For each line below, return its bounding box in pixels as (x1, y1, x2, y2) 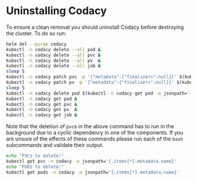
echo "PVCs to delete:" (6, 153, 64, 159)
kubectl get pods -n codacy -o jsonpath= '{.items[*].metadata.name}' (6, 169, 180, 175)
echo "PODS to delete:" (6, 163, 64, 170)
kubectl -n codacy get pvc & (6, 101, 77, 107)
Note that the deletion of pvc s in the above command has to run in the (6, 123, 174, 130)
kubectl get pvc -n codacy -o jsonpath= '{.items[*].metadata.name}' (6, 159, 177, 165)
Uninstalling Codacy (6, 4, 107, 18)
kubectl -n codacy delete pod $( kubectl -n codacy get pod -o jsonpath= (6, 90, 188, 96)
